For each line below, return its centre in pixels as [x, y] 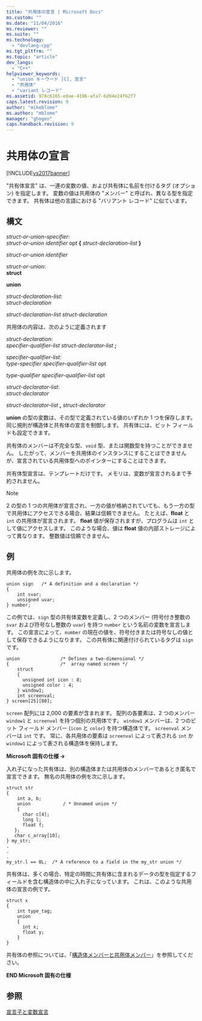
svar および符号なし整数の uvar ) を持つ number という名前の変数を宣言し [96, 624]
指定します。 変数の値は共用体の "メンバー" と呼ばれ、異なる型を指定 [106, 193]
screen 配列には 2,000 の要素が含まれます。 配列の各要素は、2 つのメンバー [101, 713]
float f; [33, 825]
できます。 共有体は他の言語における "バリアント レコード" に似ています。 [98, 201]
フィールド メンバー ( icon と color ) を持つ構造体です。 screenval [99, 728]
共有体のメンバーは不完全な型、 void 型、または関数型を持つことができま [97, 446]
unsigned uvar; [36, 600]
